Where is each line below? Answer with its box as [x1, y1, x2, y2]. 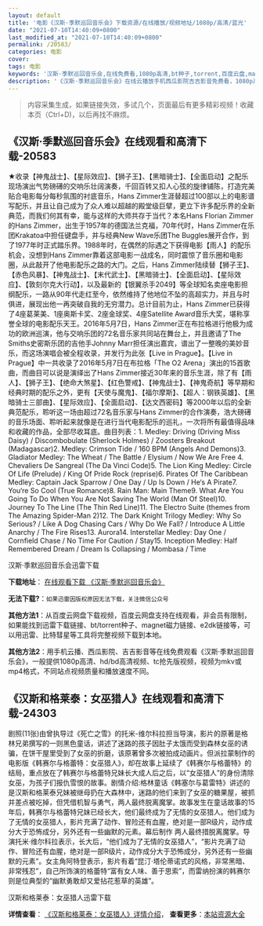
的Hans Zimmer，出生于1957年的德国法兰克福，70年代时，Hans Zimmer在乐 [8, 221, 255, 230]
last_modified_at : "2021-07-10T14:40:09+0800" [8, 33, 163, 42]
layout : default [8, 11, 61, 20]
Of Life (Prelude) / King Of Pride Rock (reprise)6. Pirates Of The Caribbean [8, 469, 248, 479]
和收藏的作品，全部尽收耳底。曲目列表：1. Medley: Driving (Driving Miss [8, 427, 240, 437]
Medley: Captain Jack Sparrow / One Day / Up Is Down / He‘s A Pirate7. [8, 478, 238, 487]
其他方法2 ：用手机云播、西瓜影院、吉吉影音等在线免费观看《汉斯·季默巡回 [8, 647, 248, 657]
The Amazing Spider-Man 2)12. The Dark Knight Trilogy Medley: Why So [8, 511, 242, 521]
